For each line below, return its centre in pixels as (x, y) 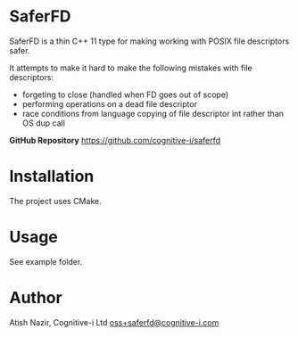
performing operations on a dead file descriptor (110, 103)
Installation (52, 177)
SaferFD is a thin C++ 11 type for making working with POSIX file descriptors (149, 41)
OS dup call (43, 123)
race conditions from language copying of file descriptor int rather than (153, 113)
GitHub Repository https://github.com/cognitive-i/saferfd (115, 140)
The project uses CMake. (55, 201)
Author (36, 298)
